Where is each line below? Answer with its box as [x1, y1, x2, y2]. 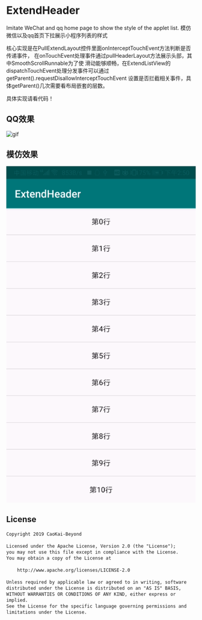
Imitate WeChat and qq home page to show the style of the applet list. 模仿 [6, 24, 191, 31]
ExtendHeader [6, 4, 80, 17]
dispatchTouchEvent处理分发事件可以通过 [6, 67, 109, 74]
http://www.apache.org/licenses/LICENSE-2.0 [17, 567, 130, 573]
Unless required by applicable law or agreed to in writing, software [6, 579, 187, 585]
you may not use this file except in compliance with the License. [6, 549, 179, 555]
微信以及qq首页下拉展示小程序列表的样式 [6, 31, 108, 39]
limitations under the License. [6, 609, 87, 615]
